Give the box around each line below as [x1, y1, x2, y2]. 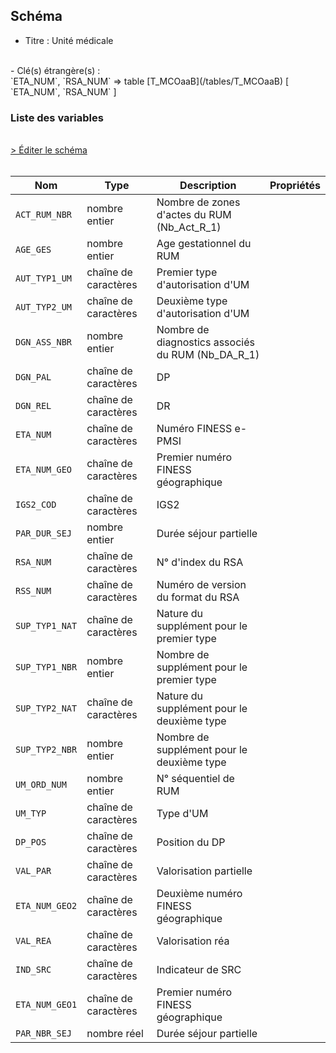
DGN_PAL [15, 372, 52, 383]
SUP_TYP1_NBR [15, 662, 78, 673]
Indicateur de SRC [156, 963, 242, 977]
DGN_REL [15, 400, 52, 412]
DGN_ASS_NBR [15, 337, 73, 348]
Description [179, 179, 237, 193]
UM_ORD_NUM [15, 779, 67, 791]
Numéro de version [156, 578, 247, 592]
